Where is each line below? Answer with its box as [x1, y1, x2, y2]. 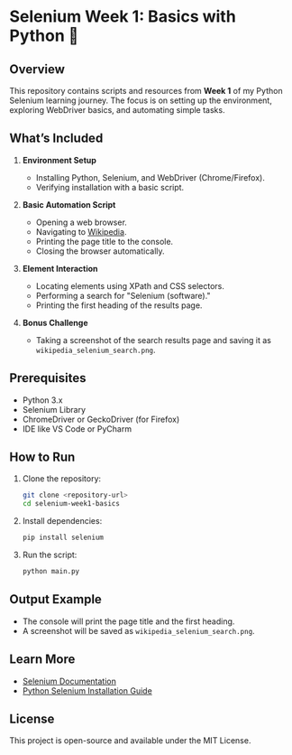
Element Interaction [22, 263, 98, 274]
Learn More [9, 652, 76, 667]
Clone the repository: [22, 473, 102, 484]
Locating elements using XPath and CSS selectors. [35, 280, 225, 291]
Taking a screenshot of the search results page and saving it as [35, 334, 272, 345]
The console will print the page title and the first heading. [22, 616, 235, 627]
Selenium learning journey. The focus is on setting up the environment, [9, 95, 272, 106]
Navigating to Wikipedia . [35, 226, 127, 237]
